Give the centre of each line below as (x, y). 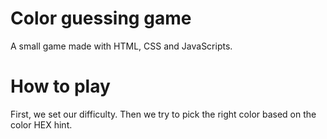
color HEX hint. (41, 124)
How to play (60, 86)
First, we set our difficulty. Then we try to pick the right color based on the (163, 114)
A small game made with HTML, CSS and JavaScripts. (121, 46)
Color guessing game (101, 18)
